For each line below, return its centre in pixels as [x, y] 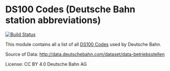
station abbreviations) [53, 20]
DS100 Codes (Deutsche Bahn [70, 9]
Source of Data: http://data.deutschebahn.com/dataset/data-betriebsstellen [85, 54]
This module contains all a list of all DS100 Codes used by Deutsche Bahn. [83, 44]
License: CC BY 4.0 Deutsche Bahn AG [46, 64]
